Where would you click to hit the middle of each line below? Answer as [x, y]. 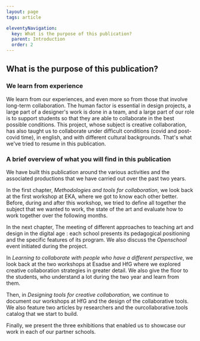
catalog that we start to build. [42, 313]
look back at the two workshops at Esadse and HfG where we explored [93, 264]
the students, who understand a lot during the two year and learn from [93, 276]
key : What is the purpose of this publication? [72, 34]
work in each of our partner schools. [51, 331]
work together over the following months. [57, 215]
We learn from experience [45, 86]
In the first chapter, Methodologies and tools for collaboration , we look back [100, 190]
